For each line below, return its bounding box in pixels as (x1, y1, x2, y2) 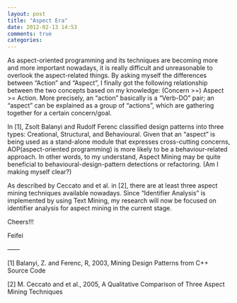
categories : (7, 37, 42, 44)
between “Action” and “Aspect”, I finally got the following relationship (7, 79, 208, 87)
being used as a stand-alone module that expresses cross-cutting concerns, (7, 137, 231, 146)
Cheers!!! (7, 217, 34, 227)
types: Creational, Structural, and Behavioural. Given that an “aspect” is (7, 130, 216, 139)
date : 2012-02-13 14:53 (7, 23, 78, 30)
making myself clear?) (7, 168, 72, 176)
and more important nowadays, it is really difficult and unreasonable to (7, 64, 214, 72)
